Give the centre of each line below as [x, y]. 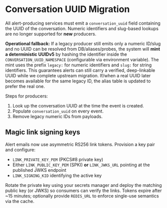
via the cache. [20, 201]
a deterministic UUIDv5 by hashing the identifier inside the [66, 54]
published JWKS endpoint [39, 170]
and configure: [20, 150]
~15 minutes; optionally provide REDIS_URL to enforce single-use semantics [82, 196]
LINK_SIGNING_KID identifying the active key [57, 175]
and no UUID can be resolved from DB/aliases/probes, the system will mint [83, 49]
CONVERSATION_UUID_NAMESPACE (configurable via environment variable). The [82, 59]
